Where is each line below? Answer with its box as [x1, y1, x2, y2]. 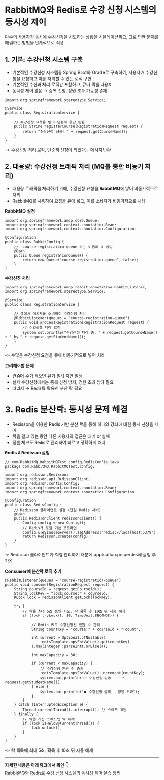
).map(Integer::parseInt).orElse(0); [31, 644, 108, 649]
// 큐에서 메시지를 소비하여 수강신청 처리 [14, 311, 86, 316]
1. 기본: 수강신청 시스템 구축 [5, 56, 83, 64]
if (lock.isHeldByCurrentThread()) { [22, 721, 99, 726]
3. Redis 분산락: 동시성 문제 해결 [5, 404, 128, 415]
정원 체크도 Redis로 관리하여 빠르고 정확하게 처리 [12, 439, 106, 445]
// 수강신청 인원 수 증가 [40, 666, 83, 671]
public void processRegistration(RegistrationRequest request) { [14, 320, 150, 325]
